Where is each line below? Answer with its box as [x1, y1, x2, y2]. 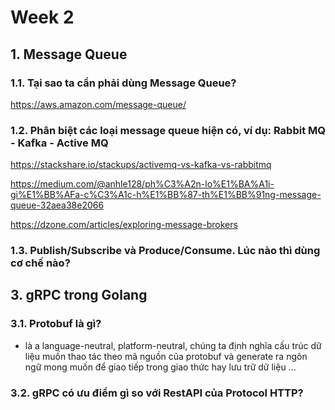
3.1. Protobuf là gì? [10, 317, 102, 331]
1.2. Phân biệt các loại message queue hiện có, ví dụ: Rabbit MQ [10, 123, 326, 137]
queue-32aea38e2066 [10, 199, 105, 211]
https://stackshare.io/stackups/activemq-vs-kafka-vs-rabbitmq [10, 159, 272, 171]
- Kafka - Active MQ [10, 136, 109, 150]
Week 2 [10, 6, 75, 29]
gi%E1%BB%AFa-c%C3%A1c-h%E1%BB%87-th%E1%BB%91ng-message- [10, 189, 322, 201]
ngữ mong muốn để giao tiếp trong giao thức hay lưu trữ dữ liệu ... [24, 361, 297, 373]
